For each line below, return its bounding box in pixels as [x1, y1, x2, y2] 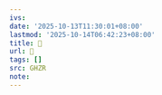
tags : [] [9, 55, 43, 64]
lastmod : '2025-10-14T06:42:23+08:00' [9, 30, 156, 39]
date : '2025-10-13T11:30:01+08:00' [9, 22, 144, 31]
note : [9, 72, 30, 81]
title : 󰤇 [9, 38, 43, 48]
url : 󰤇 [9, 47, 34, 56]
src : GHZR [9, 64, 47, 73]
